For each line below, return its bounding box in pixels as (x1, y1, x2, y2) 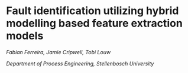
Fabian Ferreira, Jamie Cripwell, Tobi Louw (6, 48, 111, 55)
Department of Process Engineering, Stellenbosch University (6, 60, 154, 67)
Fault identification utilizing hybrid (6, 4, 179, 18)
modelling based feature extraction (6, 16, 183, 30)
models (6, 29, 44, 42)
